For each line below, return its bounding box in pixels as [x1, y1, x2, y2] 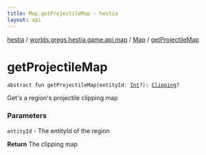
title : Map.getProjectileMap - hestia [7, 10, 118, 17]
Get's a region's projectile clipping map [7, 94, 118, 102]
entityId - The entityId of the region [7, 126, 110, 134]
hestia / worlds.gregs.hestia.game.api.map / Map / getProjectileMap [7, 35, 199, 43]
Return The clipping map [7, 140, 78, 148]
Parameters [7, 111, 47, 121]
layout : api [7, 16, 41, 23]
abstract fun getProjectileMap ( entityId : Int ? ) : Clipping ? [7, 82, 180, 89]
